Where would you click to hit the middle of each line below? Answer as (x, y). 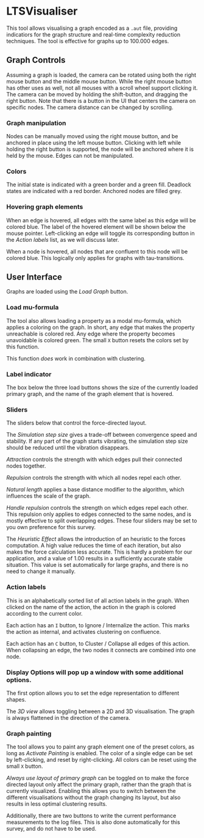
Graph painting (29, 733)
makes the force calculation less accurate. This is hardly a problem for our (100, 552)
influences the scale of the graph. (49, 496)
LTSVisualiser (42, 11)
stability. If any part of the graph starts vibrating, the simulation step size (97, 441)
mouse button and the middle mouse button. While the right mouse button (99, 81)
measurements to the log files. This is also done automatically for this (93, 822)
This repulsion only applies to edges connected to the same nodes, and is (99, 514)
